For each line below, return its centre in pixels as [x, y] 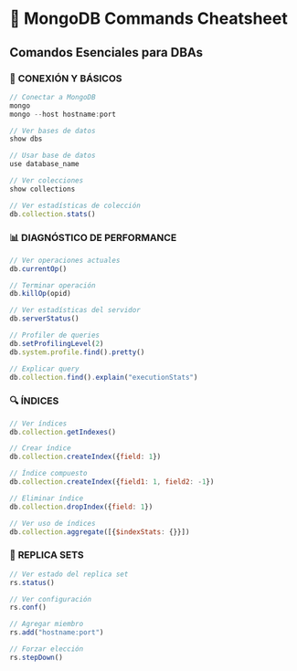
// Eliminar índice [47, 498]
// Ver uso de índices [53, 523]
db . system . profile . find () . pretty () [77, 352]
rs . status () [32, 582]
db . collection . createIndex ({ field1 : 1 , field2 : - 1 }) [112, 482]
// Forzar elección [47, 649]
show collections [42, 189]
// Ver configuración [51, 599]
